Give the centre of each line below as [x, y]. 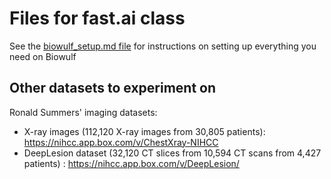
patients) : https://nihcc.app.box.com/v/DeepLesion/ [131, 163]
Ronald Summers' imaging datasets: [83, 112]
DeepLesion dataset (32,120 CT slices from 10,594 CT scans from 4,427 [172, 153]
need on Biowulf [43, 56]
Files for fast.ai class [97, 18]
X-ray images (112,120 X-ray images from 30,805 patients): [144, 131]
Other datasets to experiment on [113, 88]
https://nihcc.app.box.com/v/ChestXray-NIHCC [121, 142]
